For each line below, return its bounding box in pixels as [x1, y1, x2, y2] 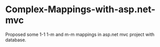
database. [5, 37, 26, 43]
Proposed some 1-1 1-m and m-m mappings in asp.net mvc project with [5, 31, 154, 37]
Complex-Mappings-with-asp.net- [5, 4, 155, 15]
